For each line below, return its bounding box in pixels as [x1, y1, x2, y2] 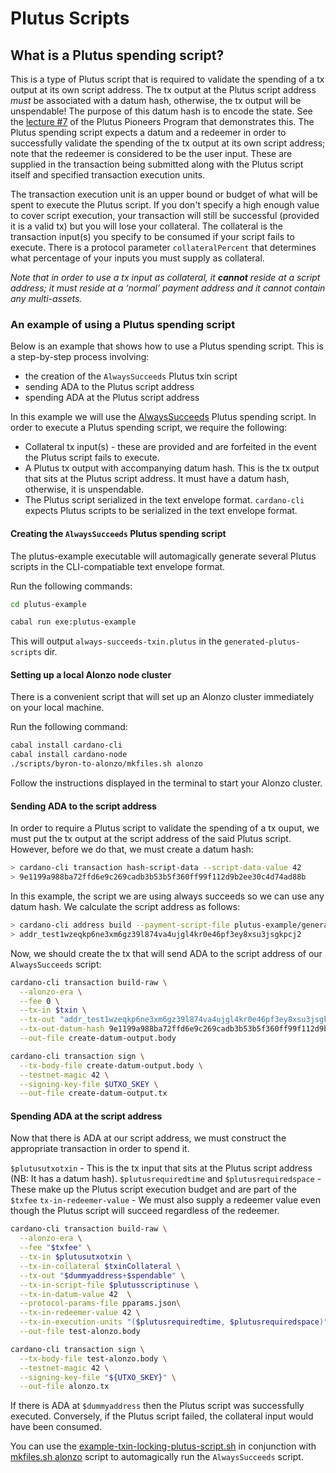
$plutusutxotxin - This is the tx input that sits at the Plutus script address [10, 1162, 313, 1174]
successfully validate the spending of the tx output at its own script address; [10, 137, 326, 149]
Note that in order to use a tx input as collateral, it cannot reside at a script [10, 272, 321, 283]
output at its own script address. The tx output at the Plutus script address [10, 84, 317, 96]
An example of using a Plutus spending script [10, 317, 236, 331]
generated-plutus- [224, 637, 301, 647]
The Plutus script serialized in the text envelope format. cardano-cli [24, 494, 305, 506]
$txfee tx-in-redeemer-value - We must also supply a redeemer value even [10, 1194, 321, 1206]
